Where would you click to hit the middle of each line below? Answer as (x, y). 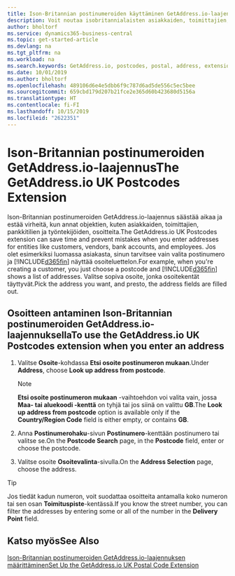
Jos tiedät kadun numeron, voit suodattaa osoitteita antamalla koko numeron (117, 496)
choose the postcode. (49, 448)
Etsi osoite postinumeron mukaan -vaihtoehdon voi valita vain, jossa (117, 397)
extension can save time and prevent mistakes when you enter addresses (113, 239)
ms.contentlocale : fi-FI (43, 105)
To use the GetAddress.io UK (135, 335)
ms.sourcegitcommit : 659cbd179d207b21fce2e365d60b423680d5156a (101, 92)
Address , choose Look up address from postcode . (91, 370)
